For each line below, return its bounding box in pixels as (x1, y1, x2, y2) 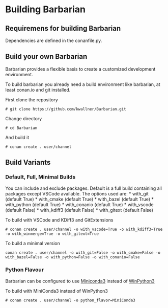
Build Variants (5, 158, 51, 167)
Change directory (5, 115, 42, 121)
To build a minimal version (5, 240, 60, 246)
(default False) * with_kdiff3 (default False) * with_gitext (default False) (5, 207, 154, 213)
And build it (5, 134, 30, 140)
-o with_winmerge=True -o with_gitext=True (5, 231, 99, 236)
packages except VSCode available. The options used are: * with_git (5, 190, 149, 196)
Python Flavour (5, 266, 44, 273)
